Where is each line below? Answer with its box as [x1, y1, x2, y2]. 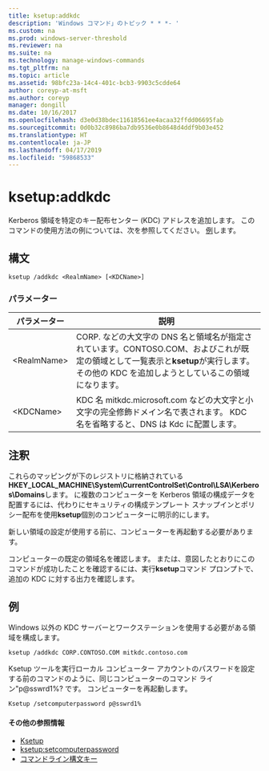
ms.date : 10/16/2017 [8, 109, 78, 117]
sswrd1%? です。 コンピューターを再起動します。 [29, 684, 192, 693]
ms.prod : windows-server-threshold [8, 34, 127, 43]
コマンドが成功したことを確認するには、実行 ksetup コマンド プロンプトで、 [8, 564, 258, 574]
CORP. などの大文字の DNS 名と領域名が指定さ [75, 331, 253, 343]
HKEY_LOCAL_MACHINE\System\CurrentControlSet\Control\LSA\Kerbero [8, 481, 259, 490]
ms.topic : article [8, 71, 70, 79]
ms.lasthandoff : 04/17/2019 [8, 146, 102, 154]
